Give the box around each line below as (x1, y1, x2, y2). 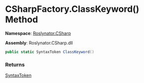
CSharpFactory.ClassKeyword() (5, 3, 140, 15)
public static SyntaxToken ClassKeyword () (5, 49, 94, 54)
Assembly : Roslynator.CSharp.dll (5, 40, 73, 45)
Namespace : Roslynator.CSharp (5, 30, 71, 36)
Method (5, 14, 38, 25)
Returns (5, 61, 25, 68)
